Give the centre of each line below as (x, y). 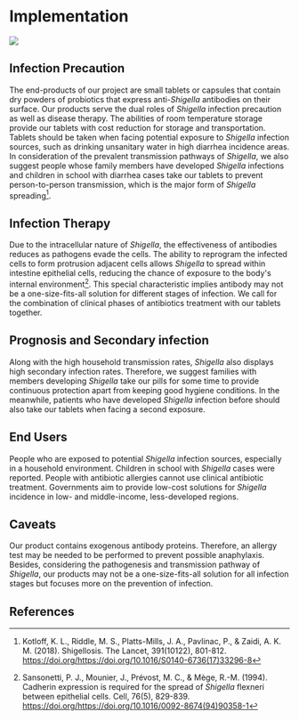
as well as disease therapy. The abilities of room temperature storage (136, 118)
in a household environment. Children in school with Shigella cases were (142, 468)
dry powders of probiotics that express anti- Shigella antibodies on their (140, 99)
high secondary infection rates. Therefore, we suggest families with (133, 371)
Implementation (69, 16)
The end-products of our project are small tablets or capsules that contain (145, 90)
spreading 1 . (30, 195)
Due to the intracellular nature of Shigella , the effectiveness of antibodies (143, 245)
